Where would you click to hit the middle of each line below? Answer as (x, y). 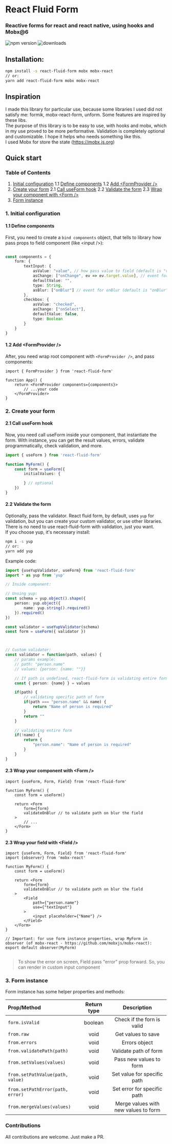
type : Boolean (48, 319)
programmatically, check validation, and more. (54, 445)
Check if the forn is (137, 1020)
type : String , (48, 285)
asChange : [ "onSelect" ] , (59, 310)
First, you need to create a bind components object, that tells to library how (83, 237)
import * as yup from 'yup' (35, 575)
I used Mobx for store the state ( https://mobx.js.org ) (60, 142)
